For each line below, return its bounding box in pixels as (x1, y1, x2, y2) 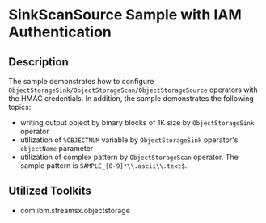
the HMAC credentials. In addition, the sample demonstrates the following (8, 94, 255, 103)
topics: (8, 103, 32, 111)
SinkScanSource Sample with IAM (8, 6, 243, 24)
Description (8, 55, 69, 69)
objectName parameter (19, 144, 94, 153)
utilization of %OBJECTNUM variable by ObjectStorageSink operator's (19, 135, 239, 145)
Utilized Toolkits (8, 184, 91, 198)
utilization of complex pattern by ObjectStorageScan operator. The (19, 152, 239, 162)
